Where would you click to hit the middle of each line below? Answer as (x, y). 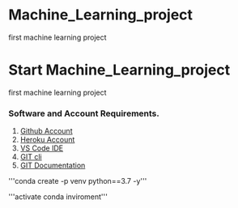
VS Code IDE (41, 148)
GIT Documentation (53, 166)
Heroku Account (47, 140)
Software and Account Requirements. (84, 113)
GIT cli (31, 157)
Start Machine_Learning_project (119, 70)
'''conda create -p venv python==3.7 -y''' (78, 181)
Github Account (46, 131)
